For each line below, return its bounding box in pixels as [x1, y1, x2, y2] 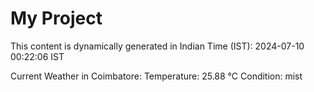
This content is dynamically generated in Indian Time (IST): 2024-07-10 [10, 40, 305, 52]
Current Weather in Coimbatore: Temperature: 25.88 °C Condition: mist [10, 70, 303, 82]
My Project [10, 7, 103, 30]
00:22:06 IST [10, 50, 65, 62]
